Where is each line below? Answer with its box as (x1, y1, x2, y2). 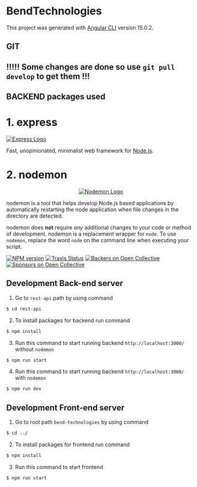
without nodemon (14, 345, 54, 353)
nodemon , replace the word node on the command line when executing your (6, 236, 189, 243)
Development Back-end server (6, 278, 123, 288)
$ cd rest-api (6, 306, 42, 312)
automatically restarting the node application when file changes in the (6, 206, 179, 213)
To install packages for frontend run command (14, 441, 130, 448)
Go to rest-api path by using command (14, 294, 113, 301)
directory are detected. (6, 212, 63, 220)
